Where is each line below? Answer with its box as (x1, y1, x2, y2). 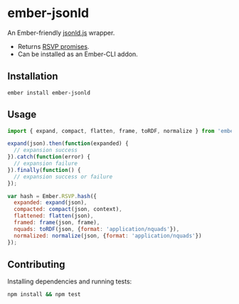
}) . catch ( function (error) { (7, 153, 91, 161)
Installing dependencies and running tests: (7, 277, 132, 286)
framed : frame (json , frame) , (14, 219, 100, 227)
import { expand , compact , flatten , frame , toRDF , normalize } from (7, 127, 215, 134)
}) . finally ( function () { (7, 166, 81, 173)
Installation (7, 70, 58, 82)
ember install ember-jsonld (7, 89, 91, 97)
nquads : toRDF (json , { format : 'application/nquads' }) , (14, 225, 180, 232)
